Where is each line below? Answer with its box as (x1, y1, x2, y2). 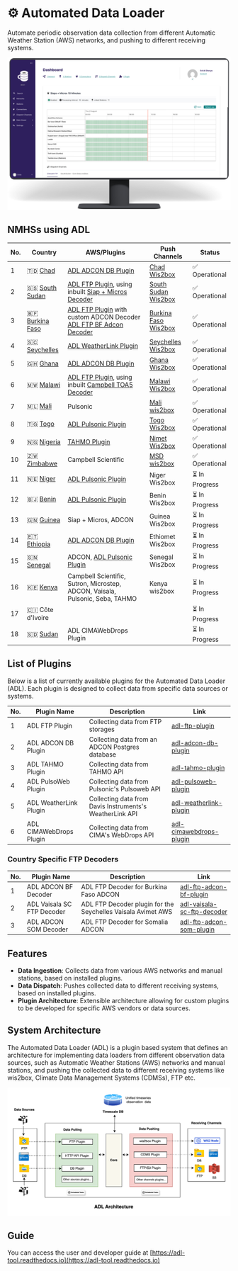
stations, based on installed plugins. (17, 973, 123, 982)
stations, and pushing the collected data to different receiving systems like (7, 1066, 225, 1074)
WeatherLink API (89, 810, 138, 818)
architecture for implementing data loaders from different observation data (7, 1051, 225, 1059)
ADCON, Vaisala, (67, 587, 117, 595)
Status (200, 248, 220, 256)
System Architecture (7, 1024, 101, 1036)
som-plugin (180, 925, 215, 933)
